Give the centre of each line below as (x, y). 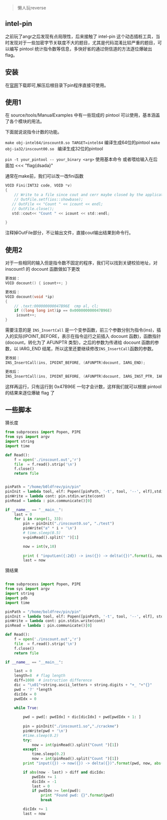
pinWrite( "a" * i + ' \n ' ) (50, 528)
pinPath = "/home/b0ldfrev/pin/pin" (43, 487)
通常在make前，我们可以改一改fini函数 (44, 176)
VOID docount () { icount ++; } (37, 283)
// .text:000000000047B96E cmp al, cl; (56, 306)
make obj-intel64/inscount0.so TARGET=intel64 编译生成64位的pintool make (83, 143)
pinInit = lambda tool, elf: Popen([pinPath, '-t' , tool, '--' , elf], (80, 616)
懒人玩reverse (32, 8)
